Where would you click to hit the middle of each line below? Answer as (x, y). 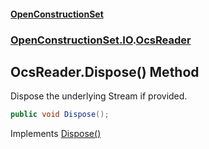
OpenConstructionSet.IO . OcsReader (101, 40)
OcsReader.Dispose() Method (105, 71)
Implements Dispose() (56, 134)
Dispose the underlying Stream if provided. (99, 96)
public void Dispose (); (60, 115)
